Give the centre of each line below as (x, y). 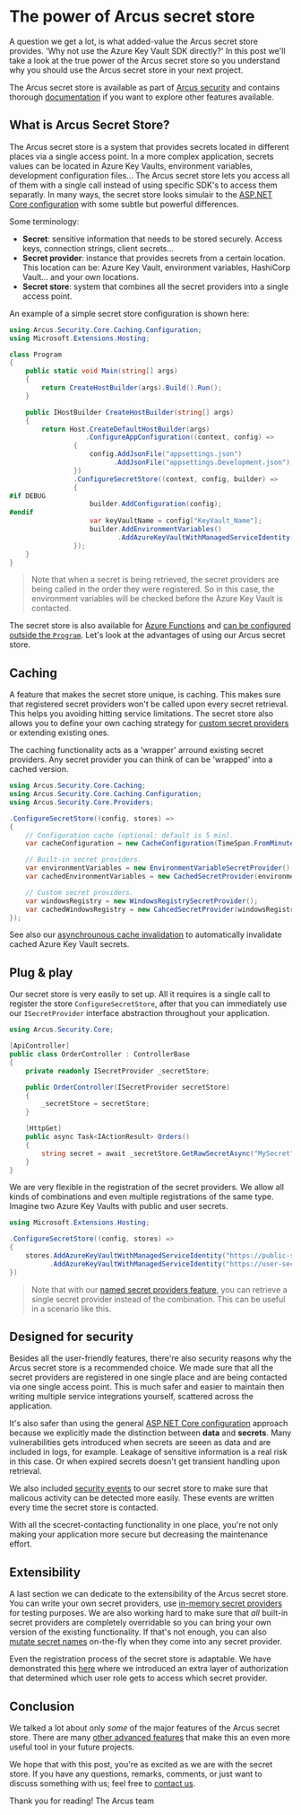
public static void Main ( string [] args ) (102, 371)
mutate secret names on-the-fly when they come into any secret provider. (146, 1642)
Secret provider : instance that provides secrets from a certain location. (154, 258)
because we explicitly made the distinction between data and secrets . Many (150, 1433)
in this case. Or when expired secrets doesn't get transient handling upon (145, 1461)
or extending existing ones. (60, 732)
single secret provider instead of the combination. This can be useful (158, 1299)
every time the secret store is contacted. (84, 1508)
